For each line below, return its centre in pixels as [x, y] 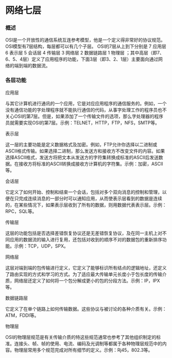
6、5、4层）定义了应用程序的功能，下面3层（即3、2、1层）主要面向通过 [82, 59]
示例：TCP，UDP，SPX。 [41, 246]
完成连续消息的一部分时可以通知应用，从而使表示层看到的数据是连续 [90, 198]
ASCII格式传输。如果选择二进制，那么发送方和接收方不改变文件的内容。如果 [85, 151]
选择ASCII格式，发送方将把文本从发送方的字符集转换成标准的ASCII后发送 [82, 157]
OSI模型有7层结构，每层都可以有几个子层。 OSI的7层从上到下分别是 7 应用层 [86, 46]
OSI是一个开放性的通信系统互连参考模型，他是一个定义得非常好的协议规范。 [85, 40]
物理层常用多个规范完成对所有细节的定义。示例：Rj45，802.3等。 [83, 350]
